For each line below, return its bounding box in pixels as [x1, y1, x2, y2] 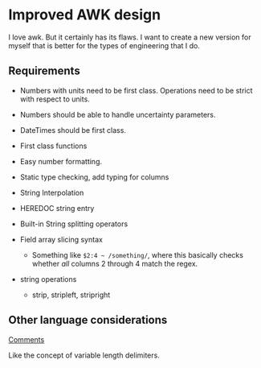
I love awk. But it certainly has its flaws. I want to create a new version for [8, 32, 251, 42]
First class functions [19, 141, 88, 151]
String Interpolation [19, 188, 84, 197]
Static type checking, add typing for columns [19, 172, 169, 182]
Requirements [8, 64, 80, 78]
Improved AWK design [8, 6, 161, 24]
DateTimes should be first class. [19, 125, 127, 134]
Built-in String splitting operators [19, 219, 128, 229]
